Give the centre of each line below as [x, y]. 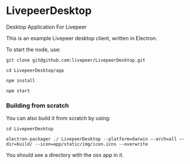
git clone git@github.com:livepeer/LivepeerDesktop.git [76, 60]
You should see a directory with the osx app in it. [65, 155]
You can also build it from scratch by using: [58, 118]
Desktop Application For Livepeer [46, 27]
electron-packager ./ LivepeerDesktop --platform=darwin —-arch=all [91, 139]
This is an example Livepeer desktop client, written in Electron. [82, 38]
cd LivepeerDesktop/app [35, 70]
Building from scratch [38, 105]
